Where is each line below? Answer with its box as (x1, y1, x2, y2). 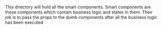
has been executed (5, 19, 44, 25)
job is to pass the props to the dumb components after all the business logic (5, 14, 157, 20)
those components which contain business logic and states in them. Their (5, 9, 153, 15)
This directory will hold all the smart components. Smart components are (5, 4, 151, 10)
